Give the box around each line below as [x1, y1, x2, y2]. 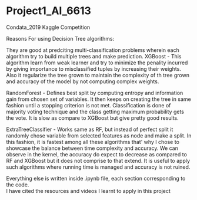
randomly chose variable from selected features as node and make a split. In [6, 132, 192, 139]
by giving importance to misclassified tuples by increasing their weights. [6, 65, 181, 72]
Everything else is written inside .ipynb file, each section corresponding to [6, 175, 186, 182]
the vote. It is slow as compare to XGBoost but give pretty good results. [6, 114, 179, 122]
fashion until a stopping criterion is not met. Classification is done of [6, 101, 171, 109]
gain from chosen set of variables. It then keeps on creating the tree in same [6, 96, 191, 103]
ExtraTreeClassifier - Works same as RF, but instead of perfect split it [6, 126, 173, 133]
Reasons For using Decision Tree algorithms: [6, 35, 115, 42]
